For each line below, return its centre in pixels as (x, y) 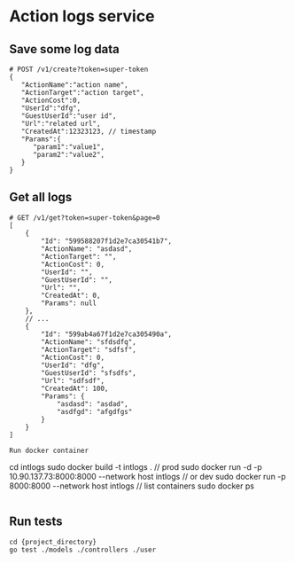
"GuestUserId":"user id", (69, 116)
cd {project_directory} (53, 542)
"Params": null (69, 303)
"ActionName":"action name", (74, 85)
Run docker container (49, 450)
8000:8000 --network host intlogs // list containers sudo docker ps (132, 486)
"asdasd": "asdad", (92, 404)
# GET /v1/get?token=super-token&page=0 (85, 218)
